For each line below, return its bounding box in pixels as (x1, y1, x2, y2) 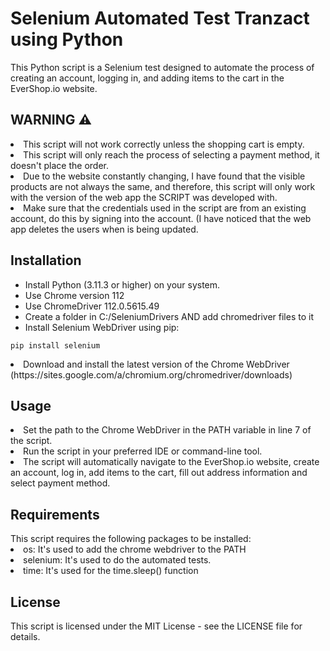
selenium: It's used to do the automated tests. (23, 554, 212, 566)
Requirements (10, 506, 100, 523)
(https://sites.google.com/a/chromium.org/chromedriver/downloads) (10, 368, 293, 381)
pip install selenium (10, 340, 101, 351)
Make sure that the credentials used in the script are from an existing (23, 202, 307, 214)
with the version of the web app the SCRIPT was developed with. (10, 191, 278, 203)
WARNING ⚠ (10, 112, 92, 129)
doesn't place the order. (10, 159, 109, 171)
